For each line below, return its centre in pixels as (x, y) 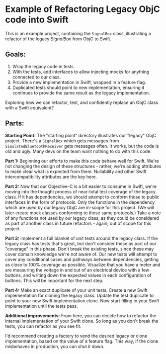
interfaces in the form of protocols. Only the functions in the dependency (80, 202)
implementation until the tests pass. (41, 306)
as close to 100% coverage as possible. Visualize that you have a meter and (83, 265)
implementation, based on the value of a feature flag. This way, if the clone (82, 341)
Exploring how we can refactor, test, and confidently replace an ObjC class (82, 102)
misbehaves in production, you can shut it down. (55, 346)
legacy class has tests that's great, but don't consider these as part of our (81, 243)
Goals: (15, 54)
